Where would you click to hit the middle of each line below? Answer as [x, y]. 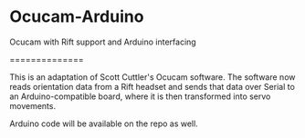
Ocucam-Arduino [77, 17]
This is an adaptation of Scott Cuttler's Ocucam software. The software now [152, 77]
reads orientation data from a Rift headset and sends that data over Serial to [152, 86]
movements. [33, 105]
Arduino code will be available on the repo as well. [104, 123]
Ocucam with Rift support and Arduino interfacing [103, 42]
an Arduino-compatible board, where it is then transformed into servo [140, 96]
